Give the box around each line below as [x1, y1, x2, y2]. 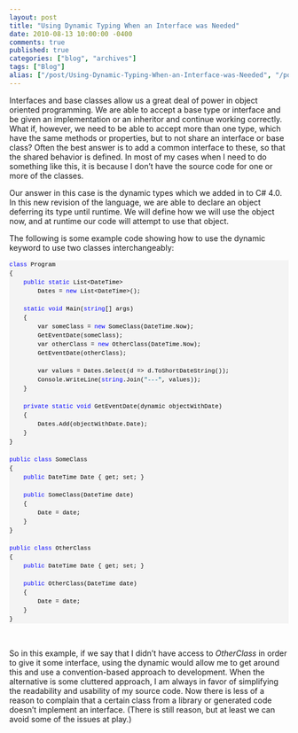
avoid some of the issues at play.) [9, 714, 132, 724]
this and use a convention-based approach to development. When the [9, 667, 265, 677]
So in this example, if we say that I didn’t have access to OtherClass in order [9, 648, 287, 659]
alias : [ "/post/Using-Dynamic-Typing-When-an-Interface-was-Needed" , [9, 71, 272, 80]
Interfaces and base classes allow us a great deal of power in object [9, 95, 259, 105]
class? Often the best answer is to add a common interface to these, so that [9, 142, 286, 152]
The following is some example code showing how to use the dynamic [9, 232, 266, 244]
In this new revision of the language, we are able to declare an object [9, 197, 262, 207]
